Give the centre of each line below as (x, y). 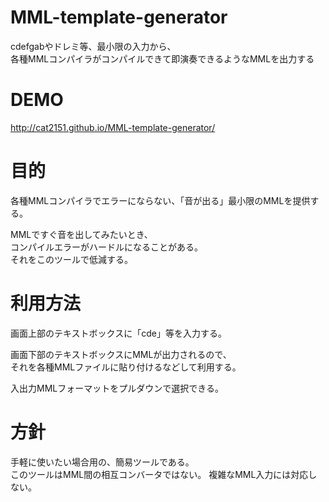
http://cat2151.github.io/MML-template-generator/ (113, 127)
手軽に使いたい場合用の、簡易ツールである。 (102, 462)
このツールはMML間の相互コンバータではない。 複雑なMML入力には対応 (159, 474)
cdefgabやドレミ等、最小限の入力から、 (93, 46)
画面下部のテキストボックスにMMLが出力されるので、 (121, 354)
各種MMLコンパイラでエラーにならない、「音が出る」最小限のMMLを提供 (160, 200)
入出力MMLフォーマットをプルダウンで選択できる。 (117, 388)
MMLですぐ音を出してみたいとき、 (81, 234)
